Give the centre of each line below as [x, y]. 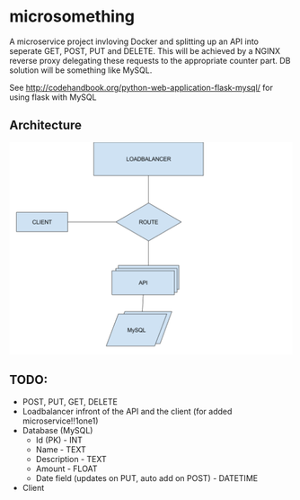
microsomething [72, 17]
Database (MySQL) [57, 430]
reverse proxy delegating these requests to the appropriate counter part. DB [150, 60]
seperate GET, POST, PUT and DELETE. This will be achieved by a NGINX [145, 50]
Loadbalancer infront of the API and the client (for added [127, 411]
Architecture [46, 125]
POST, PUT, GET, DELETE [70, 401]
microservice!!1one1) [60, 421]
